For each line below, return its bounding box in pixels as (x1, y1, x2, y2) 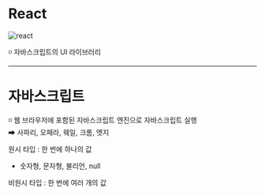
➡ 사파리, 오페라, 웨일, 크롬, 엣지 (8, 127, 110, 137)
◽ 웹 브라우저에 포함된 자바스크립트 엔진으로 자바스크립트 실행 (8, 115, 197, 125)
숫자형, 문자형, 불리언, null (19, 161, 101, 171)
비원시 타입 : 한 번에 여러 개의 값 (8, 178, 107, 187)
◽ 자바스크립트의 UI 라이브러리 (8, 47, 101, 56)
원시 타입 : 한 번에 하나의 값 (8, 144, 92, 154)
